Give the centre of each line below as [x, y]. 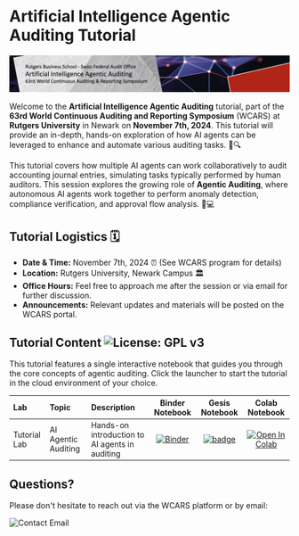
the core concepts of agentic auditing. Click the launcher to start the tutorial [148, 373]
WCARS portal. [49, 315]
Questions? [42, 484]
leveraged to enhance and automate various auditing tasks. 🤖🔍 [125, 145]
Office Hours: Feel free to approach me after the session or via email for [155, 286]
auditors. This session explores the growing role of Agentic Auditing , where [149, 185]
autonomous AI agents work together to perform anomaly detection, [134, 194]
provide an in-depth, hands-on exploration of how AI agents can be [133, 135]
